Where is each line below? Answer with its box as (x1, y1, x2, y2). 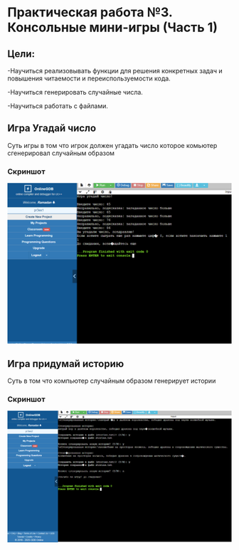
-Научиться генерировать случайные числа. (7, 88, 144, 96)
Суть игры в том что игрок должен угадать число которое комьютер (7, 141, 218, 149)
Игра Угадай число (7, 122, 97, 134)
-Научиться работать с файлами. (7, 102, 108, 110)
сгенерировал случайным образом (7, 149, 115, 157)
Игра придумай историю (7, 357, 124, 370)
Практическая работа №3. (7, 4, 173, 21)
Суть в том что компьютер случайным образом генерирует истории (7, 376, 216, 385)
